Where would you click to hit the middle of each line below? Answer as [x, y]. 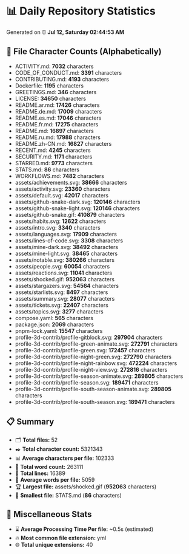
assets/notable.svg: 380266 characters [65, 260]
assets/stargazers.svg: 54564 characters [67, 286]
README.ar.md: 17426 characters [57, 105]
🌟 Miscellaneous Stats [49, 514]
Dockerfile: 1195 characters [49, 86]
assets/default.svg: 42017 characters [62, 195]
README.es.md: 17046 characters [58, 118]
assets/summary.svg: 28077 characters [65, 298]
